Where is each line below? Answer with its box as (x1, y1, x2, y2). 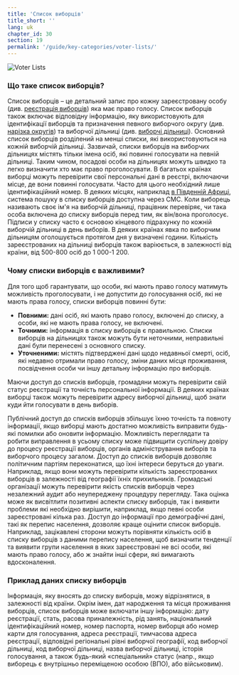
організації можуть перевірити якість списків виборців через (7, 482, 194, 491)
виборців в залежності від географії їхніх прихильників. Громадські (7, 474, 213, 483)
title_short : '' (7, 17, 55, 24)
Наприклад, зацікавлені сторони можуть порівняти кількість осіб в (7, 527, 211, 536)
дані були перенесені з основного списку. (17, 341, 146, 349)
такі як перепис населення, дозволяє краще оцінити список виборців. (7, 520, 221, 528)
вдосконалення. (7, 558, 56, 566)
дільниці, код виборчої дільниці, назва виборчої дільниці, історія (7, 644, 203, 653)
